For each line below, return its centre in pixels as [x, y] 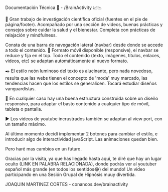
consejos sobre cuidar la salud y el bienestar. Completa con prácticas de [80, 30]
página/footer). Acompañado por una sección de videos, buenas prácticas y [84, 24]
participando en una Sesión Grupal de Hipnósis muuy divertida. [71, 174]
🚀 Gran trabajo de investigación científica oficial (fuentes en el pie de [76, 19]
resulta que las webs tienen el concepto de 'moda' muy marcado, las [76, 78]
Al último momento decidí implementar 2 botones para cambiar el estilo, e [81, 134]
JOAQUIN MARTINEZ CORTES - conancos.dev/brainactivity [67, 184]
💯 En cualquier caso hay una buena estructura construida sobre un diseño [82, 98]
